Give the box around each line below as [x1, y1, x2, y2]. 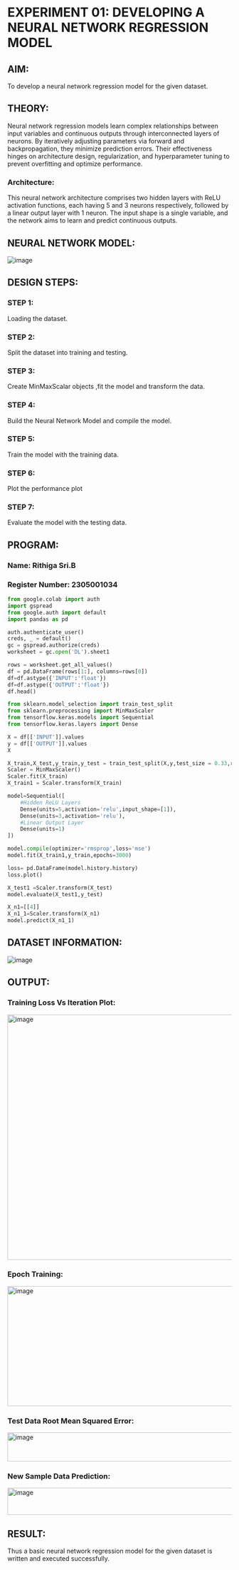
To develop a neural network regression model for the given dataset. [7, 82, 208, 90]
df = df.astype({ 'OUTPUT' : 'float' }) [7, 681, 110, 689]
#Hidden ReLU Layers [20, 799, 81, 806]
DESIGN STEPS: [7, 276, 79, 289]
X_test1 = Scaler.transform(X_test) [7, 884, 113, 891]
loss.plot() [7, 871, 43, 878]
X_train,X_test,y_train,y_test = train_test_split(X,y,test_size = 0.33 [7, 759, 228, 767]
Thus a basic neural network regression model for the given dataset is [7, 1546, 213, 1556]
